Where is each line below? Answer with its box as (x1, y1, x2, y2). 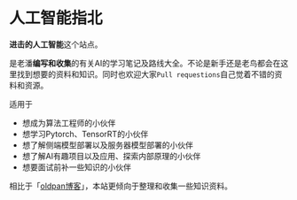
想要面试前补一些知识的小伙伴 (21, 161, 131, 173)
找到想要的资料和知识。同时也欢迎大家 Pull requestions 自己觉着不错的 (16, 68, 275, 80)
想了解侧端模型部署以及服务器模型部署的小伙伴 (21, 139, 193, 150)
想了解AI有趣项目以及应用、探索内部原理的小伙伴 (21, 150, 201, 161)
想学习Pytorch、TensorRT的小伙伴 (21, 128, 149, 139)
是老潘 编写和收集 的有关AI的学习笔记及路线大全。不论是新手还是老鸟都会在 (9, 58, 281, 68)
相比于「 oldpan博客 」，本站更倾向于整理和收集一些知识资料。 (9, 181, 233, 191)
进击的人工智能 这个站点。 (9, 39, 103, 50)
